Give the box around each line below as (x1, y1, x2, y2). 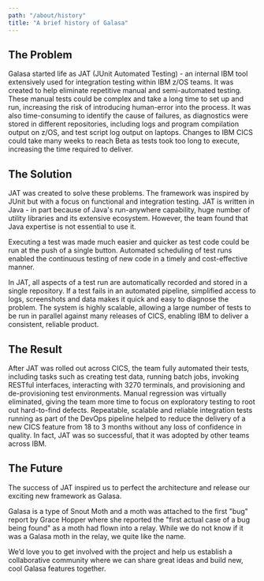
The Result (8, 343, 63, 356)
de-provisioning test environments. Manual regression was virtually (8, 388, 227, 398)
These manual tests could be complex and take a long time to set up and (8, 94, 244, 103)
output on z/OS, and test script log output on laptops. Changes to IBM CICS (8, 128, 254, 137)
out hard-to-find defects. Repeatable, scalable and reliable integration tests (8, 405, 253, 414)
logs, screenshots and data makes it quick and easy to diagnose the (8, 294, 229, 304)
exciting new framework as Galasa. (8, 491, 122, 500)
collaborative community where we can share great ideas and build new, (8, 555, 244, 564)
